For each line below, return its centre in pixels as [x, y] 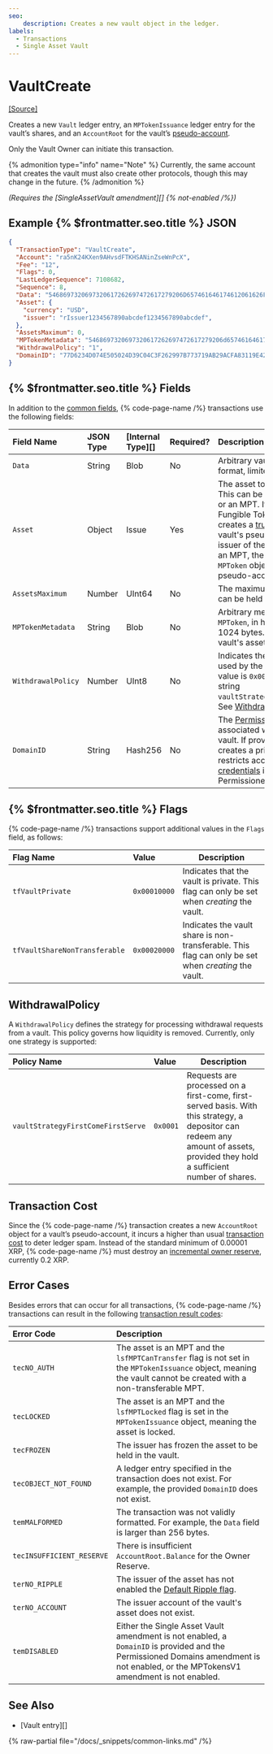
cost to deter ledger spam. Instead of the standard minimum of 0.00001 [128, 1243]
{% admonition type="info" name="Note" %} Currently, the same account [132, 165]
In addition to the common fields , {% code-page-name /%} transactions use [136, 408]
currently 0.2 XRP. [39, 1260]
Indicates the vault [218, 925]
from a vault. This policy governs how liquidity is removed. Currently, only [132, 1033]
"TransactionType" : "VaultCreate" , [76, 250]
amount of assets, [221, 1147]
